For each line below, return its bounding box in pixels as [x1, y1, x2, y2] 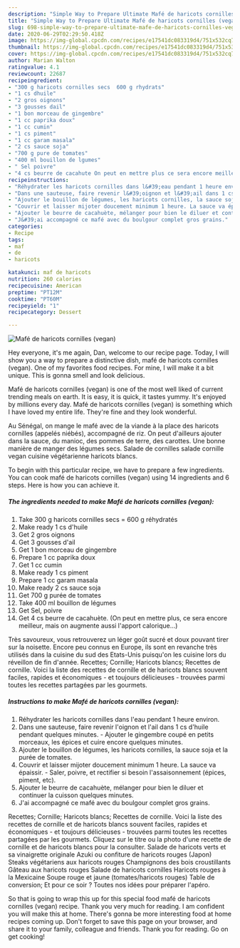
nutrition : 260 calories [8, 276, 82, 283]
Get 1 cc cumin [18, 561, 63, 570]
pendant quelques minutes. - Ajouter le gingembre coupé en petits [18, 730, 214, 739]
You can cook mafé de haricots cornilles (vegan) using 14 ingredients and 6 [8, 473, 230, 482]
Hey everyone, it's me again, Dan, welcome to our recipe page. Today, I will [8, 348, 229, 357]
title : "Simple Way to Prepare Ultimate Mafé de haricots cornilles [8, 17, 216, 24]
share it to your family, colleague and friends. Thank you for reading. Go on [8, 925, 229, 934]
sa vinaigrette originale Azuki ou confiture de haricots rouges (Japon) [8, 850, 212, 859]
